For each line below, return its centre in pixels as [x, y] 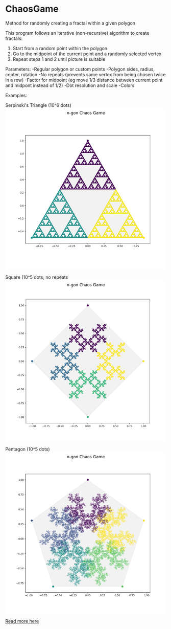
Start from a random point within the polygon [60, 48]
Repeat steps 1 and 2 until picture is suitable [59, 59]
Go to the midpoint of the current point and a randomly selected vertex [87, 54]
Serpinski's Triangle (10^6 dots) [38, 105]
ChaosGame [32, 9]
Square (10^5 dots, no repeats [37, 277]
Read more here [22, 621]
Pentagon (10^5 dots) [28, 449]
